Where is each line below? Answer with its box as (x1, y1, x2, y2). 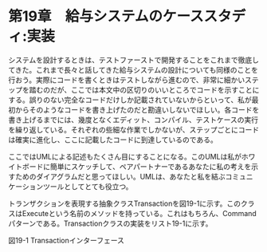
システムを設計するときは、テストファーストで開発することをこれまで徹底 (8, 55, 253, 65)
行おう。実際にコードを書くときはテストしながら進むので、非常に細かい (8, 75, 245, 85)
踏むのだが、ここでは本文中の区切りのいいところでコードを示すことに (29, 85, 260, 94)
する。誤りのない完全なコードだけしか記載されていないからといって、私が (8, 95, 253, 104)
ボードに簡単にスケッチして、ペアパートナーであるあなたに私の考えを (22, 161, 252, 171)
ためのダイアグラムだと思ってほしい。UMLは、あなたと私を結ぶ (14, 171, 226, 181)
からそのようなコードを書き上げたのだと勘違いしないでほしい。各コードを (14, 104, 260, 114)
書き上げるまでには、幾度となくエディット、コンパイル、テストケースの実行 (8, 115, 259, 124)
